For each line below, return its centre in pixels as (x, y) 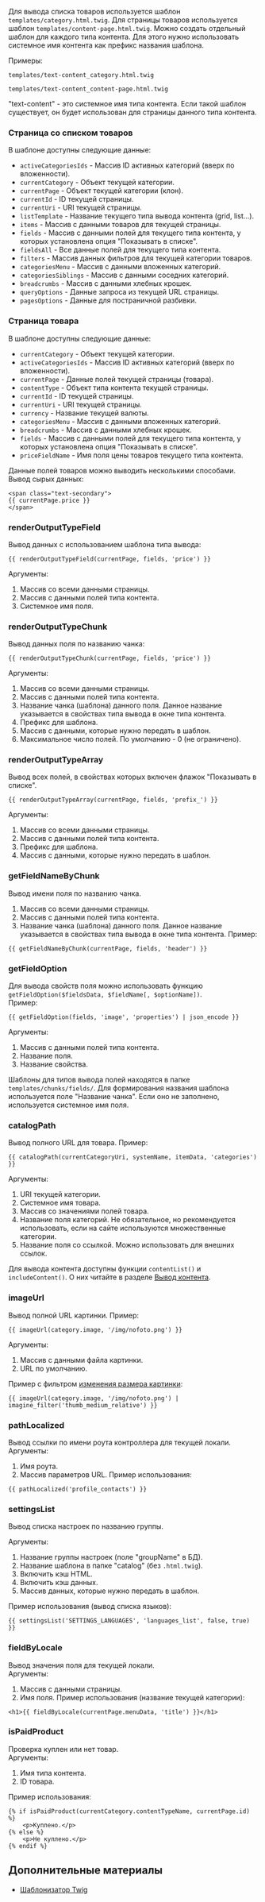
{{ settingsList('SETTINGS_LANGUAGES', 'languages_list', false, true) (129, 1621)
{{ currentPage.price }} (49, 500)
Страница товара (44, 321)
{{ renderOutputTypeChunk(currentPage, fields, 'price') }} (110, 658)
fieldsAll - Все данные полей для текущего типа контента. (120, 250)
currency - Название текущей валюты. (84, 413)
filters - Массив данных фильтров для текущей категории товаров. (136, 258)
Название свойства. (54, 1064)
